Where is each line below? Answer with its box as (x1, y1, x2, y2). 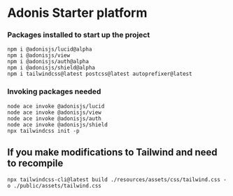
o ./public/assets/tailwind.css (7, 182, 101, 189)
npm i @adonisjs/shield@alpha (7, 65, 96, 72)
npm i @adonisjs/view (7, 52, 71, 59)
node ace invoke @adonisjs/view (7, 109, 101, 116)
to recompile (7, 157, 64, 169)
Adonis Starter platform (7, 5, 148, 21)
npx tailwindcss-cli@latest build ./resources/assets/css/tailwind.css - (7, 176, 227, 183)
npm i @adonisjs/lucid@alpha (7, 46, 92, 53)
